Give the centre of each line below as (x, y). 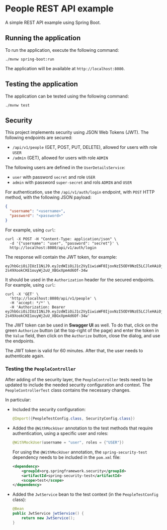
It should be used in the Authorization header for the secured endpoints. (80, 280)
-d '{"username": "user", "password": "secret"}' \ (64, 243)
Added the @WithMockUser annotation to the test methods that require (83, 428)
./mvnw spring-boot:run (30, 59)
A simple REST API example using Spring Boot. (53, 22)
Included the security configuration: (49, 410)
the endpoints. (20, 341)
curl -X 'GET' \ (22, 294)
